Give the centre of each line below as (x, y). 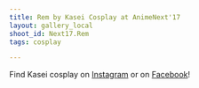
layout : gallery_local (51, 26)
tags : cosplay (36, 42)
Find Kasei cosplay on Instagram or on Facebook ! (100, 75)
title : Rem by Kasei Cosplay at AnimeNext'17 (95, 17)
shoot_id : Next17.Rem (49, 33)
